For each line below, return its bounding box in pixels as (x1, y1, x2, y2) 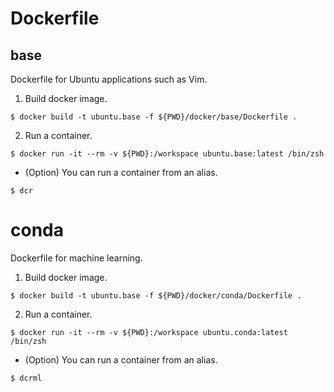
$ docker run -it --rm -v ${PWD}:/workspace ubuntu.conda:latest (10, 327, 288, 337)
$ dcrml (10, 373, 43, 383)
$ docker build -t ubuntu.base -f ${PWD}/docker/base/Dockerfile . (10, 112, 298, 122)
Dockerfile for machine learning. (10, 252, 143, 264)
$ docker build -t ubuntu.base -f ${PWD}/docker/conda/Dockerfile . (10, 290, 302, 301)
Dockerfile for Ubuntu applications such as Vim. (10, 73, 208, 85)
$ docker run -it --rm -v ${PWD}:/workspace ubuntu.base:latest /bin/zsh (10, 149, 325, 159)
